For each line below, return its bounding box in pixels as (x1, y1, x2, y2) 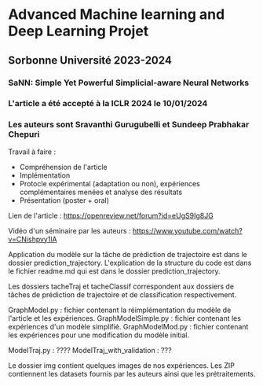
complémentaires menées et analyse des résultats (19, 187, 183, 197)
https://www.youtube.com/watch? (132, 226, 243, 235)
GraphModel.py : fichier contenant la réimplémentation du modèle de (8, 305, 232, 314)
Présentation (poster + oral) (19, 195, 110, 205)
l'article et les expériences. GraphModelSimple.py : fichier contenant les (8, 313, 242, 323)
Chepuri (8, 129, 40, 140)
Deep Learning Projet (8, 22, 149, 40)
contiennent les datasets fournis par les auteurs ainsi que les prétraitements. (8, 369, 256, 378)
